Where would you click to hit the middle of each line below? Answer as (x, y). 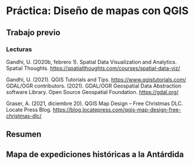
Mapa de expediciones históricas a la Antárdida (95, 154)
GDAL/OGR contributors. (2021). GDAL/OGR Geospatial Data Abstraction (94, 86)
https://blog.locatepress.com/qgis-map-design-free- (117, 109)
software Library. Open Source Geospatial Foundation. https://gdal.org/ (92, 92)
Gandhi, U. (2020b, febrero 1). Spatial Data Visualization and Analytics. (91, 62)
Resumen (24, 134)
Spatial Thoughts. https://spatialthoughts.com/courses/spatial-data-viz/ (93, 68)
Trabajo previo (33, 33)
